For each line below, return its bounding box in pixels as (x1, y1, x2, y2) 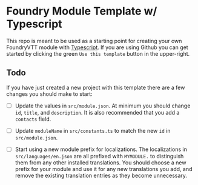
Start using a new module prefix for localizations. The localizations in (15, 146, 188, 153)
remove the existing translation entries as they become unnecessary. (15, 172, 188, 179)
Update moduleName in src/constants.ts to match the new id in (15, 127, 171, 134)
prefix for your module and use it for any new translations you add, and (15, 165, 193, 172)
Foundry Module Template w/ (6, 4, 157, 18)
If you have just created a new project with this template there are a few (6, 84, 185, 91)
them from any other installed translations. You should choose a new (15, 159, 186, 166)
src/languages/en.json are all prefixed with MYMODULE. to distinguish (15, 152, 184, 160)
